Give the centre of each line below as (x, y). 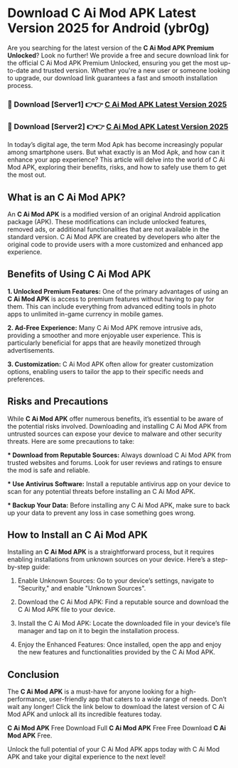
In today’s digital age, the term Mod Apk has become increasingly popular (115, 145)
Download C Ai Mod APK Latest (102, 13)
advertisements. (31, 350)
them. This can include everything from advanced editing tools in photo (112, 306)
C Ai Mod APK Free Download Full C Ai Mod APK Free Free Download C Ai (117, 728)
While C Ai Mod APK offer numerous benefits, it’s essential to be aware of (115, 418)
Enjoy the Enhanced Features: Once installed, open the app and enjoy (119, 644)
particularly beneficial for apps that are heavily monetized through (104, 343)
